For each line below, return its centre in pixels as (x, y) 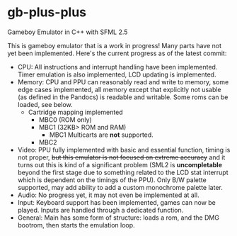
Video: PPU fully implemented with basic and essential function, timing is (124, 150)
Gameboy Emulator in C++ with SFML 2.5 (68, 32)
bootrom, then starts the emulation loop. (76, 225)
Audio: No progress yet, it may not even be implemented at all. (108, 195)
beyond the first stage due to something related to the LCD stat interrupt (123, 172)
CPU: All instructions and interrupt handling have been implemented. (117, 67)
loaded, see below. (45, 104)
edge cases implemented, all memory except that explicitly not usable (119, 89)
